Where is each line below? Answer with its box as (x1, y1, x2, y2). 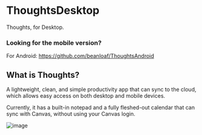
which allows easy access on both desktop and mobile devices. (6, 92, 166, 99)
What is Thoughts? (6, 70, 80, 80)
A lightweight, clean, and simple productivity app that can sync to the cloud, (6, 86, 197, 93)
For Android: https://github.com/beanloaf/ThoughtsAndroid (6, 52, 155, 60)
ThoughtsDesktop (6, 4, 100, 17)
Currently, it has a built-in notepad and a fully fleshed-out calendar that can (6, 104, 195, 111)
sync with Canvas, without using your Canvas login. (6, 110, 135, 118)
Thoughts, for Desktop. (6, 24, 64, 31)
